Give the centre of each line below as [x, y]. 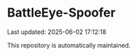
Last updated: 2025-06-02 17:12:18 [57, 32]
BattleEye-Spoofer [61, 13]
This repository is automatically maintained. [69, 45]
